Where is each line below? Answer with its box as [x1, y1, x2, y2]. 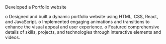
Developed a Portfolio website [5, 4, 67, 10]
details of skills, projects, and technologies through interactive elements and [5, 29, 162, 35]
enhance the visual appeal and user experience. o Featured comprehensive [5, 24, 160, 30]
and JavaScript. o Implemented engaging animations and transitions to [5, 19, 150, 24]
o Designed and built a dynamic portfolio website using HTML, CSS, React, [5, 14, 158, 19]
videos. [5, 34, 20, 40]
